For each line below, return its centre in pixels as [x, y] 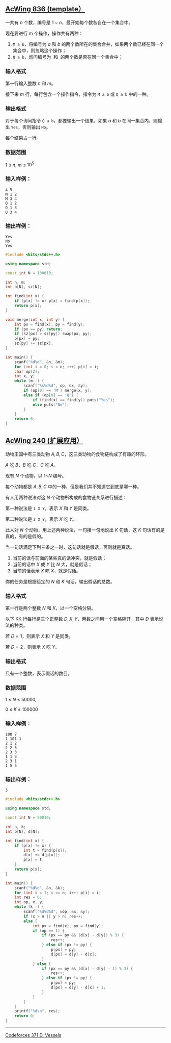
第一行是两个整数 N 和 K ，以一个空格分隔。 [50, 608]
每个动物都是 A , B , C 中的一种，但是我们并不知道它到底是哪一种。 [73, 487]
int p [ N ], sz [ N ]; [24, 287]
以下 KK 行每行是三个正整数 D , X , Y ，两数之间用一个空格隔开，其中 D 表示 [82, 619]
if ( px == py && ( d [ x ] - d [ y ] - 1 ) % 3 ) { [87, 969]
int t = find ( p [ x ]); [45, 850]
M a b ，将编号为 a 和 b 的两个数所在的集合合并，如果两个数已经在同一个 [88, 44]
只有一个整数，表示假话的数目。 [39, 673]
